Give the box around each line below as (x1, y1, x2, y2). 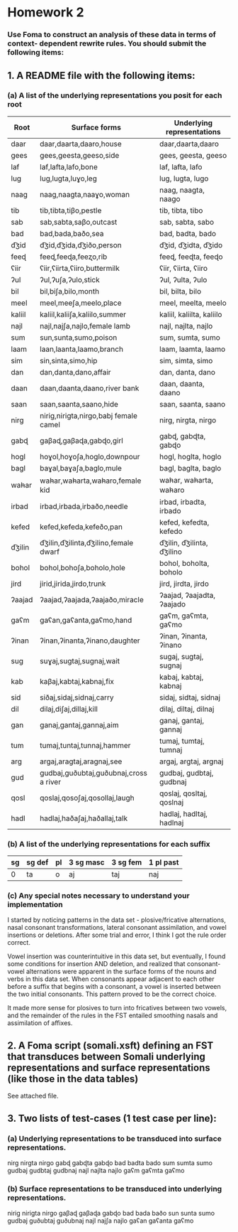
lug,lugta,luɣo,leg (40, 173, 97, 183)
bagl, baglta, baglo (159, 463, 222, 473)
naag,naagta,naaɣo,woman (40, 189, 130, 199)
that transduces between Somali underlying (7, 1050, 205, 1063)
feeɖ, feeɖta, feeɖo (159, 252, 223, 262)
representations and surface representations (7, 1061, 210, 1073)
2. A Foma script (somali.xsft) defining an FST (7, 1039, 214, 1051)
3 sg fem (111, 857, 142, 867)
